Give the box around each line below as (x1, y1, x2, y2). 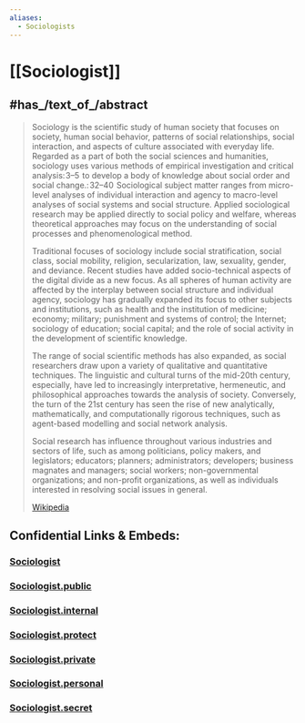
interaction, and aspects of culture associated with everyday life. (31, 140, 275, 151)
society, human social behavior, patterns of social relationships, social (31, 131, 295, 142)
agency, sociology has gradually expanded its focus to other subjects (31, 293, 293, 305)
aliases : (9, 13, 43, 23)
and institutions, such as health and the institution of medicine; (31, 303, 268, 314)
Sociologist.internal (9, 604, 98, 616)
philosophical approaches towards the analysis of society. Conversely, (31, 389, 297, 400)
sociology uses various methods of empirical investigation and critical (31, 160, 294, 171)
